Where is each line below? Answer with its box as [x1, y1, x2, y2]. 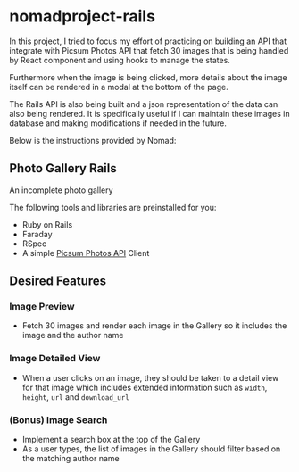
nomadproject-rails [9, 6, 156, 27]
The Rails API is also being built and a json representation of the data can [9, 98, 278, 109]
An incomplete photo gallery [9, 185, 113, 195]
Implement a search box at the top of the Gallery [21, 435, 201, 445]
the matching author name [21, 453, 120, 464]
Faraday [21, 228, 53, 239]
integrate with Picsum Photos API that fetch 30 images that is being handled [9, 45, 289, 55]
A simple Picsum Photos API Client [21, 247, 150, 258]
